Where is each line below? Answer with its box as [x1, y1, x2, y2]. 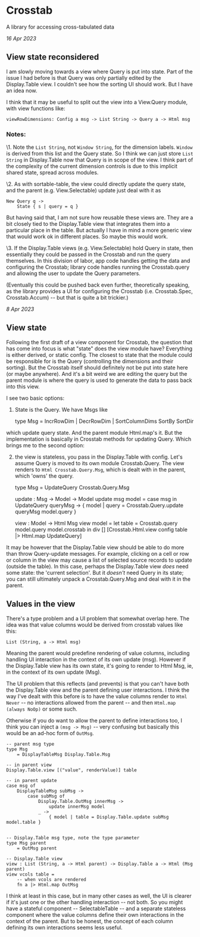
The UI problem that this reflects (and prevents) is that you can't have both [6, 680, 189, 687]
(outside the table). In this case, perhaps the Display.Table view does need [6, 562, 189, 569]
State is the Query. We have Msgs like [14, 406, 108, 413]
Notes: [6, 130, 26, 138]
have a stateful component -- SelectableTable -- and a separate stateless [6, 905, 186, 912]
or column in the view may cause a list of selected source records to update [6, 556, 192, 564]
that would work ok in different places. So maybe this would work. [6, 233, 168, 240]
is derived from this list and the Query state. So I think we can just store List [6, 150, 193, 157]
